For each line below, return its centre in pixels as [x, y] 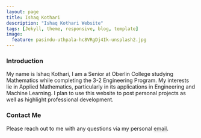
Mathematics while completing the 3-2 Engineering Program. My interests [98, 80]
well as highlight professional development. [60, 99]
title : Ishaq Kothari [33, 17]
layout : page [23, 12]
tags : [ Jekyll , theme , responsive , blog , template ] [72, 29]
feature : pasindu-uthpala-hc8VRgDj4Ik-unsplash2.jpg [79, 40]
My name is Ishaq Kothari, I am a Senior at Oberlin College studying [90, 74]
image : [14, 34]
